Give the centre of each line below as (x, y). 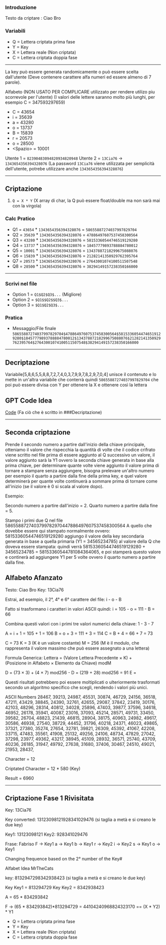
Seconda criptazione (38, 432)
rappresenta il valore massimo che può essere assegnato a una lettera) (77, 648)
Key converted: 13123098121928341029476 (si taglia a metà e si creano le (81, 820)
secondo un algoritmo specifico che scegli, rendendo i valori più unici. (77, 687)
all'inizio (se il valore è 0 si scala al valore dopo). (54, 486)
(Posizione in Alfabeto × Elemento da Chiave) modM (58, 663)
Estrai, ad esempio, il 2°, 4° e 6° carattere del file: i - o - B (63, 599)
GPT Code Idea (29, 400)
